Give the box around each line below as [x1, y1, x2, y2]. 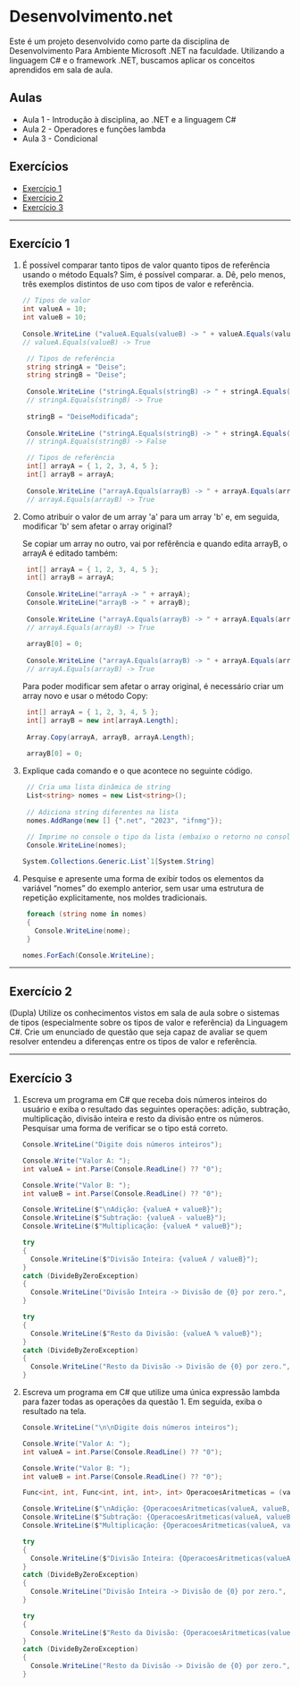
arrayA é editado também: [21, 548, 119, 558]
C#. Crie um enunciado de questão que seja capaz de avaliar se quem [9, 1027, 268, 1037]
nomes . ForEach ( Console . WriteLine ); [21, 950, 155, 959]
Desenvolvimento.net [9, 6, 173, 27]
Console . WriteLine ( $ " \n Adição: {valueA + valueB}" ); [21, 1206, 223, 1214]
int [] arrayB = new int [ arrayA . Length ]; [26, 716, 179, 725]
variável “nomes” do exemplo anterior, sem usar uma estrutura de [21, 883, 265, 893]
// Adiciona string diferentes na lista [26, 807, 179, 816]
